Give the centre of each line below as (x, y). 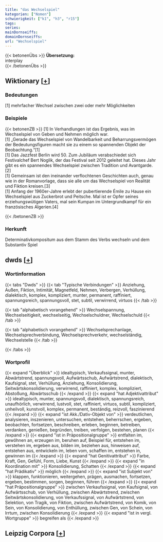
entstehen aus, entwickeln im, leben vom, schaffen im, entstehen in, (73, 451)
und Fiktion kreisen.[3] (27, 186)
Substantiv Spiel (21, 245)
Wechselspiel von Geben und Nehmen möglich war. (57, 134)
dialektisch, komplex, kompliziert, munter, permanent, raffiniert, (69, 295)
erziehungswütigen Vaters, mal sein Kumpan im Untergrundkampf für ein (78, 201)
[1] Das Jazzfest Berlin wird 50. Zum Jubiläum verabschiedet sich (71, 155)
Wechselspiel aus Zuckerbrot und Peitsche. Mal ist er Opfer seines (72, 196)
